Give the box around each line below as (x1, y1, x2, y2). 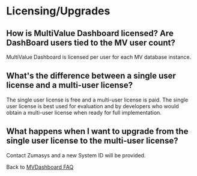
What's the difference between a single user (6, 71, 176, 81)
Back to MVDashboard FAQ (6, 163, 74, 171)
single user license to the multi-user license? (6, 136, 178, 146)
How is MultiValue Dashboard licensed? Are (6, 28, 174, 38)
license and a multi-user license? (6, 80, 133, 91)
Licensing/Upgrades (6, 4, 111, 18)
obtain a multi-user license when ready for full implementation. (6, 109, 162, 116)
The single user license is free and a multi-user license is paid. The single (6, 96, 189, 103)
